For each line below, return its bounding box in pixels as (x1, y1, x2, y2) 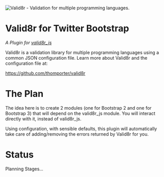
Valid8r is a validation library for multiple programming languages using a (5, 49, 159, 56)
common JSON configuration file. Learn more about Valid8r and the (5, 55, 148, 61)
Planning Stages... (5, 166, 43, 172)
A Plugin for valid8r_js (5, 39, 52, 45)
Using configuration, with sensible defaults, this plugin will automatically (5, 125, 157, 132)
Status (5, 149, 34, 161)
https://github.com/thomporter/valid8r (5, 70, 86, 76)
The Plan (5, 88, 43, 99)
